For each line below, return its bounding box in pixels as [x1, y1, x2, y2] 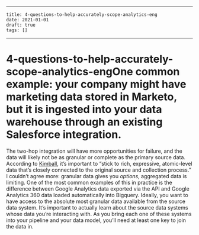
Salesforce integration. [6, 128, 122, 141]
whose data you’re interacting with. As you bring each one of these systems [6, 210, 192, 217]
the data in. [6, 223, 34, 230]
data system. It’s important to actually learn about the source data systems [6, 204, 188, 211]
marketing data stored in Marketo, [6, 90, 178, 104]
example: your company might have [6, 78, 187, 91]
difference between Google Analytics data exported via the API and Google [6, 185, 190, 192]
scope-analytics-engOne [6, 65, 133, 79]
